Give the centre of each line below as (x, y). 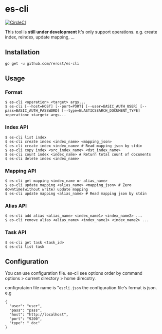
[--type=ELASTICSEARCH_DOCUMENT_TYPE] (101, 111)
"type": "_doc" (25, 323)
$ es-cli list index (26, 137)
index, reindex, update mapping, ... (40, 37)
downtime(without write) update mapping (47, 190)
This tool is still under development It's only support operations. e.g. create (81, 32)
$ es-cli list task (25, 246)
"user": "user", (26, 306)
